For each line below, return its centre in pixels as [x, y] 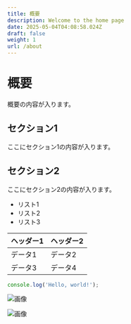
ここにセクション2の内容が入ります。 [62, 189]
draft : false [26, 33]
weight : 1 [22, 40]
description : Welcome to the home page [66, 20]
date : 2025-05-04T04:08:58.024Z [55, 27]
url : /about [25, 46]
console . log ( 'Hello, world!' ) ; [53, 285]
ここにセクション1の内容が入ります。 [61, 147]
